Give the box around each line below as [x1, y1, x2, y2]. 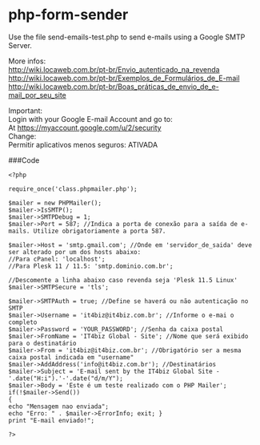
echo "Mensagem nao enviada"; [8, 403, 110, 411]
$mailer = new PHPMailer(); [8, 199, 102, 207]
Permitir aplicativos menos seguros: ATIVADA [8, 140, 158, 149]
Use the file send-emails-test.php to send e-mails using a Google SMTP [8, 32, 246, 42]
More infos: [8, 56, 46, 66]
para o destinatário [8, 339, 78, 347]
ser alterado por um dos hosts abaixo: [8, 248, 142, 256]
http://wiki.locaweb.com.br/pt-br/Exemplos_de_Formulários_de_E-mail [8, 73, 240, 83]
